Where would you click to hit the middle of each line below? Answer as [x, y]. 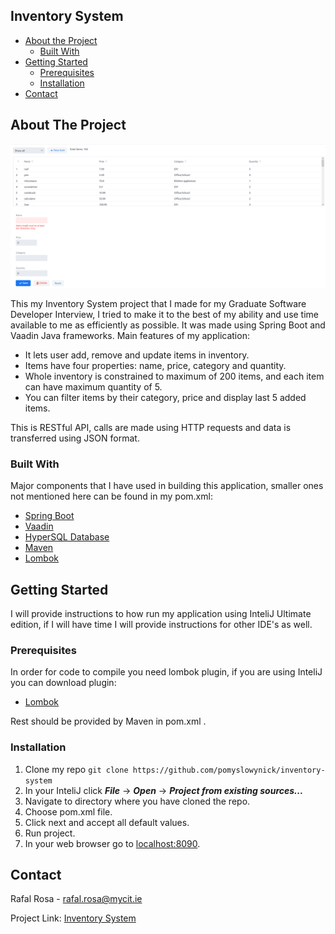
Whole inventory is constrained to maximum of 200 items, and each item [174, 376]
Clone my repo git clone [76, 769]
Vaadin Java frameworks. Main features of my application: [130, 335]
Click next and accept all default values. [107, 822]
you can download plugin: [63, 683]
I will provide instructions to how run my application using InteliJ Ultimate [161, 614]
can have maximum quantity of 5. [93, 386]
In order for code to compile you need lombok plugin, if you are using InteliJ [166, 672]
